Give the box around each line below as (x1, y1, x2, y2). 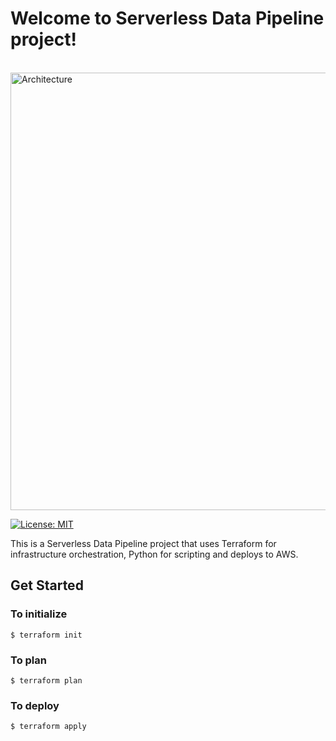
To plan (10, 653, 47, 667)
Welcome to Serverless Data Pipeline (10, 7, 325, 30)
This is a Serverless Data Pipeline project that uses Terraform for (10, 537, 277, 549)
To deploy (10, 698, 60, 712)
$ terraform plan (10, 675, 83, 686)
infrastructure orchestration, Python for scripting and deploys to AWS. (10, 548, 299, 560)
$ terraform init (10, 630, 83, 640)
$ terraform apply (10, 722, 87, 732)
